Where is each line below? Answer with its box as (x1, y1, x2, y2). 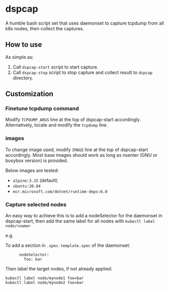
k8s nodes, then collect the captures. (5, 25, 84, 31)
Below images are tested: (5, 167, 59, 173)
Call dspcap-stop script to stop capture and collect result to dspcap (12, 69, 153, 75)
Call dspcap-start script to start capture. (12, 64, 99, 70)
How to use (5, 40, 42, 49)
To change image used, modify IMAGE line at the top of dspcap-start (5, 147, 148, 153)
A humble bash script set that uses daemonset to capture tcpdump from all (5, 20, 164, 26)
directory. (12, 75, 33, 81)
